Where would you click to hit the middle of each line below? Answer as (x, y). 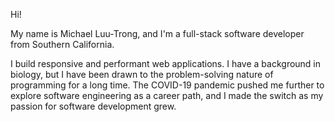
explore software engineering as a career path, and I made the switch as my (167, 95)
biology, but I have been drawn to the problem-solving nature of (142, 74)
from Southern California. (62, 44)
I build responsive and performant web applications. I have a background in (166, 63)
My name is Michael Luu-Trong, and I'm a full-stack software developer (157, 33)
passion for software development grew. (93, 106)
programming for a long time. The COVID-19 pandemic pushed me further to (167, 85)
